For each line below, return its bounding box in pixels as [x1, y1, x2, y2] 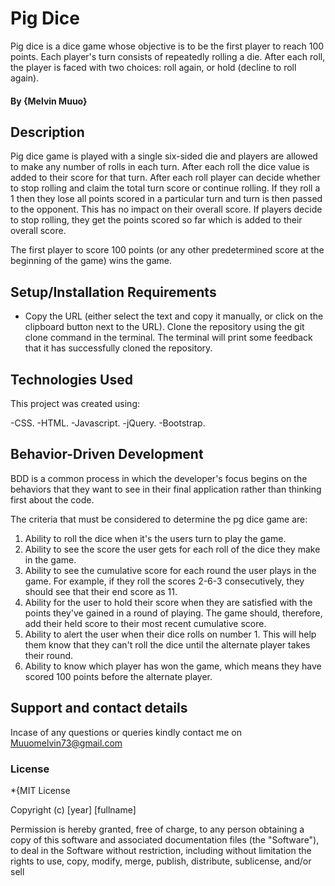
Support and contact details [10, 700, 188, 717]
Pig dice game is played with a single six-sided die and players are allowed [10, 150, 318, 162]
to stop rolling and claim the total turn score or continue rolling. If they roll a [10, 182, 321, 194]
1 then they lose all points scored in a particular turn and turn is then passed [10, 193, 323, 205]
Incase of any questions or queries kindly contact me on [10, 726, 242, 738]
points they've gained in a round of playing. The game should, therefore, [24, 607, 323, 619]
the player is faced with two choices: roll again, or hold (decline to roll [10, 61, 297, 73]
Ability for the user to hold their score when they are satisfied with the [24, 596, 313, 608]
